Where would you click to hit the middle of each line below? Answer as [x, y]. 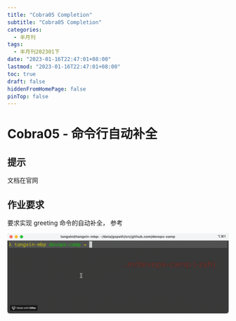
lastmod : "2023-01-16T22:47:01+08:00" [64, 67]
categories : [25, 30]
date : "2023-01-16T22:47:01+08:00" [59, 60]
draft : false [26, 81]
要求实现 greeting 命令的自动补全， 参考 [65, 223]
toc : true [22, 74]
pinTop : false [28, 96]
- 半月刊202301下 [37, 52]
